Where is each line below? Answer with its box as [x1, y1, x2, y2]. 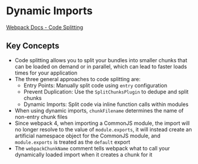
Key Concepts [6, 41, 59, 51]
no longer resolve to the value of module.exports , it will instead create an [14, 126, 192, 133]
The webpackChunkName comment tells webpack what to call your [14, 144, 170, 152]
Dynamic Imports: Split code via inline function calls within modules [23, 101, 189, 108]
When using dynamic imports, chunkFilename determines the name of [14, 107, 184, 114]
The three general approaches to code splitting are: [14, 75, 141, 82]
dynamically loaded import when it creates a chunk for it [14, 151, 153, 158]
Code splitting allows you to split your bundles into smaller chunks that [14, 56, 188, 63]
